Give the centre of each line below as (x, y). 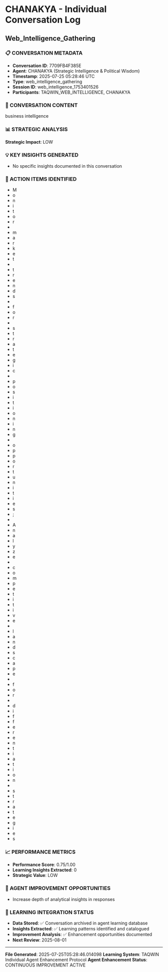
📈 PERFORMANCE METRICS (40, 852)
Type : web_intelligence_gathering (47, 82)
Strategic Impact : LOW (29, 142)
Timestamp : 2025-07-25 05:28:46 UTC (53, 76)
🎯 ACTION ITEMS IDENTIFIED (41, 179)
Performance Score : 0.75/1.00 (44, 865)
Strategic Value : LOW (35, 875)
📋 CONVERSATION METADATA (44, 53)
